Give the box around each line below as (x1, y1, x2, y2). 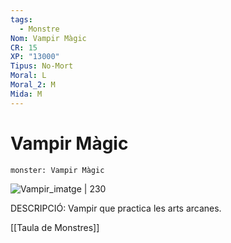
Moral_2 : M (10, 80, 56, 90)
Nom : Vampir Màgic (10, 33, 87, 43)
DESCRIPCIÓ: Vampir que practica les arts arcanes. (10, 202, 222, 214)
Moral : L (10, 71, 47, 81)
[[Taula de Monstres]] (10, 221, 100, 233)
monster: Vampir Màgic (10, 165, 105, 175)
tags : (10, 14, 33, 25)
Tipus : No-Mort (10, 61, 74, 71)
